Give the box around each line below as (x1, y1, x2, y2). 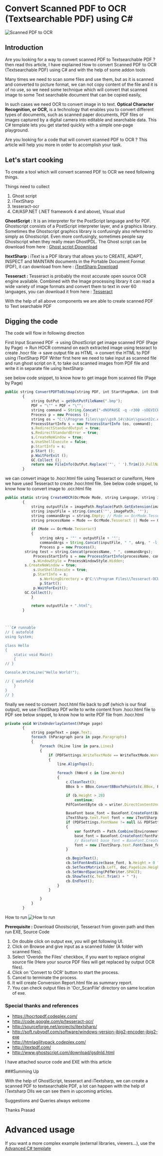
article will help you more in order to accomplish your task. (5, 142, 122, 148)
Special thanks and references (5, 1002, 79, 1009)
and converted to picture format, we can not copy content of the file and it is (5, 81, 158, 87)
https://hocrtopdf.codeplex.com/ (12, 1013, 78, 1019)
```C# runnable (5, 625, 36, 630)
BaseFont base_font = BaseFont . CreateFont (65, 811, 153, 816)
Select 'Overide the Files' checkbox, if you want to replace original (12, 954, 145, 960)
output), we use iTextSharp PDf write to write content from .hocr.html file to (5, 706, 156, 712)
